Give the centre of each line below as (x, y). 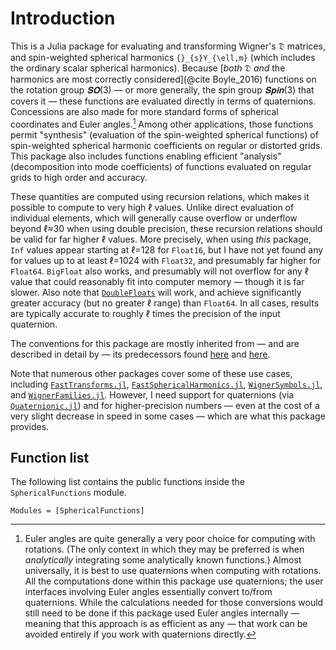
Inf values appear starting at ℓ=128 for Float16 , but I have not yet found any (167, 249)
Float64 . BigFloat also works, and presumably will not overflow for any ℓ (160, 271)
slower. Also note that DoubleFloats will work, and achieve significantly (156, 292)
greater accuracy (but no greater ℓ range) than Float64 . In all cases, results (165, 303)
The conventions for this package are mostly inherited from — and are (155, 343)
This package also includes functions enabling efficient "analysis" (146, 156)
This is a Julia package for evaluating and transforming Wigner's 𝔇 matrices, (168, 46)
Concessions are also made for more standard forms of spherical (144, 111)
